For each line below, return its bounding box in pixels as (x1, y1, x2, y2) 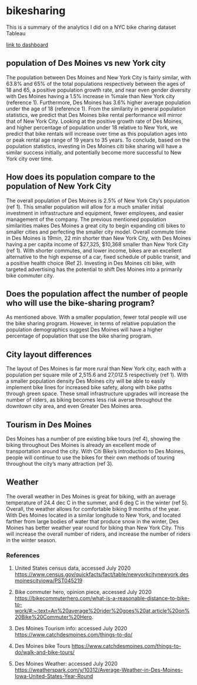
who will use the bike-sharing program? (6, 298, 155, 308)
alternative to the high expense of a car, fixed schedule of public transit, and (6, 253, 191, 260)
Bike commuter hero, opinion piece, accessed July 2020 (14, 589, 152, 596)
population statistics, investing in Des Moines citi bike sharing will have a (6, 142, 182, 149)
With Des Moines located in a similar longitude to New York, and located (6, 512, 181, 519)
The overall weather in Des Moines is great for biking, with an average (6, 493, 176, 500)
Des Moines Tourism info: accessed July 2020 (14, 625, 128, 632)
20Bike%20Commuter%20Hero (14, 613, 92, 621)
